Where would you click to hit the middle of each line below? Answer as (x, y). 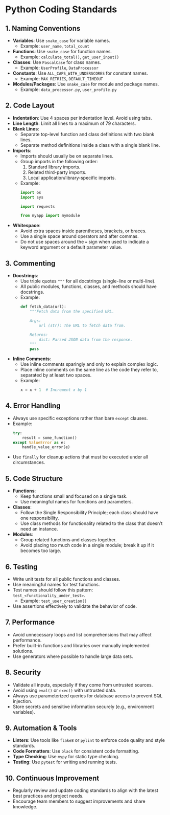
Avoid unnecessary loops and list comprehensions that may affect (82, 634)
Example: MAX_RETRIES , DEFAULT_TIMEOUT (62, 79)
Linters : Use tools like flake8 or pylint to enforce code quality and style (89, 740)
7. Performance (30, 622)
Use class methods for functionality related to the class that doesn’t (91, 523)
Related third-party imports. (57, 172)
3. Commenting (30, 263)
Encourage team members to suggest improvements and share (79, 801)
